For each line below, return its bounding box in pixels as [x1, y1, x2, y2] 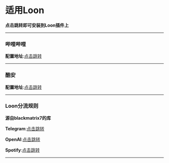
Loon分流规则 [5, 103, 39, 110]
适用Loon [5, 5, 44, 16]
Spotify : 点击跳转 [5, 147, 40, 153]
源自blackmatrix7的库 [5, 115, 51, 121]
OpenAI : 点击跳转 [5, 136, 41, 142]
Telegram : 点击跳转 [5, 125, 45, 131]
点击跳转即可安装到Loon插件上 [5, 22, 69, 28]
